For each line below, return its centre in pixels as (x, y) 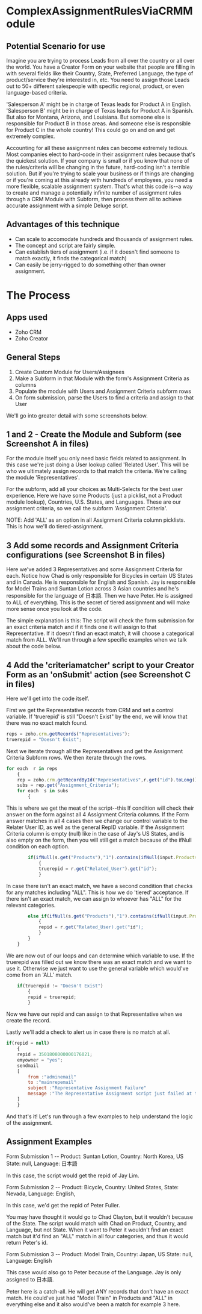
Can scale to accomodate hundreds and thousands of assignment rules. (104, 239)
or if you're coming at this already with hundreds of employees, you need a (99, 180)
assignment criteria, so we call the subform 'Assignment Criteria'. (87, 508)
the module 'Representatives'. (43, 478)
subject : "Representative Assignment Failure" (87, 1088)
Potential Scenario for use (56, 46)
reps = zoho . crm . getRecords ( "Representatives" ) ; (68, 734)
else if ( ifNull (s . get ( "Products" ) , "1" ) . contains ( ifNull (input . (109, 916)
